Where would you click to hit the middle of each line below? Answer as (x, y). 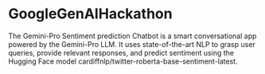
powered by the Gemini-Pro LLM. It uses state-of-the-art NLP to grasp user (132, 44)
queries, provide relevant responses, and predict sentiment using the (121, 53)
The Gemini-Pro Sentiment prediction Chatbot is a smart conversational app (132, 36)
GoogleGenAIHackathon (90, 14)
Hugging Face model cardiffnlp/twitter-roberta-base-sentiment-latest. (123, 61)
